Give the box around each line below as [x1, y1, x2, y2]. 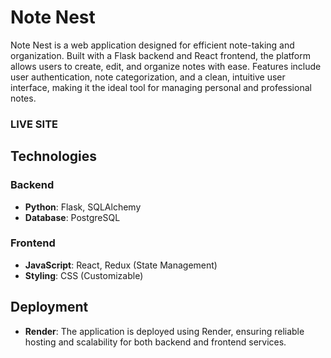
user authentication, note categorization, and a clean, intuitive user [10, 71, 286, 83]
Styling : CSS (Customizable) [24, 269, 144, 281]
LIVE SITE [10, 117, 59, 131]
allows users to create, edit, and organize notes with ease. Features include [10, 60, 322, 72]
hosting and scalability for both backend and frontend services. [24, 336, 287, 348]
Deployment [10, 299, 89, 316]
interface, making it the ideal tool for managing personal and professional [10, 81, 312, 93]
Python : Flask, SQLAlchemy [24, 201, 142, 213]
